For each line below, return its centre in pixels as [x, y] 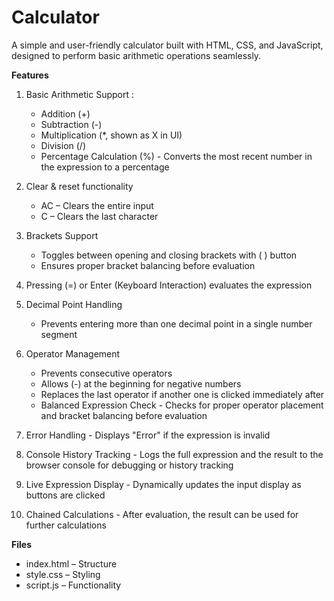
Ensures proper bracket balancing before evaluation [148, 265]
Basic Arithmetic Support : [80, 94]
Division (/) [63, 145]
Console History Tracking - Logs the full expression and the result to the [174, 454]
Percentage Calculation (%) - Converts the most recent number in [176, 156]
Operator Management [73, 353]
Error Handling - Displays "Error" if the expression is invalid [148, 435]
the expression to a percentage [105, 167]
